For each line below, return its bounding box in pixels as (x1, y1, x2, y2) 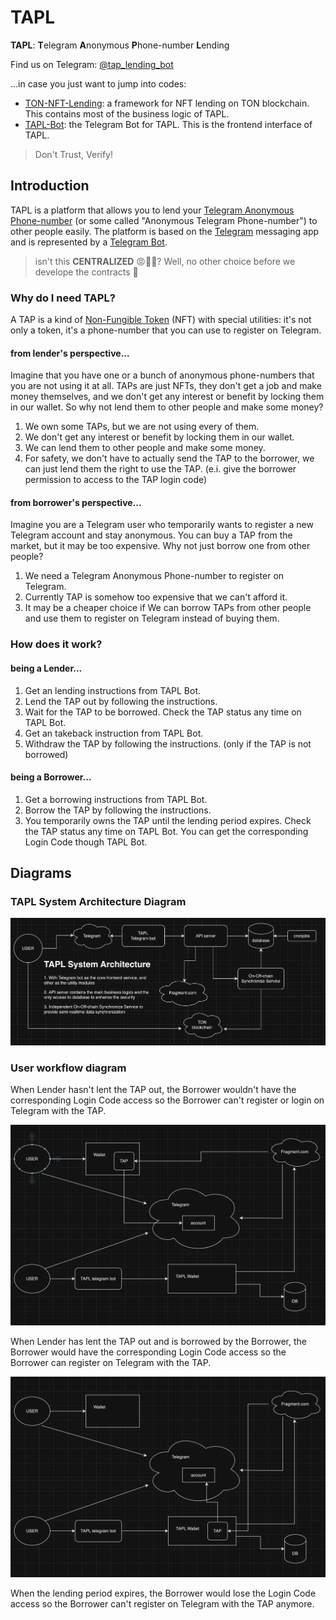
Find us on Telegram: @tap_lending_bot (10, 58, 174, 70)
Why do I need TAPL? (10, 291, 116, 305)
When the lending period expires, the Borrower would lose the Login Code (10, 1587, 317, 1600)
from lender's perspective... (10, 347, 130, 359)
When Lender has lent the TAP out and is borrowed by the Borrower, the (10, 1336, 307, 1348)
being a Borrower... (10, 771, 92, 783)
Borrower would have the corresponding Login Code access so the (10, 1346, 287, 1358)
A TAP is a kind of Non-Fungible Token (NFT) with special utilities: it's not (10, 314, 312, 326)
